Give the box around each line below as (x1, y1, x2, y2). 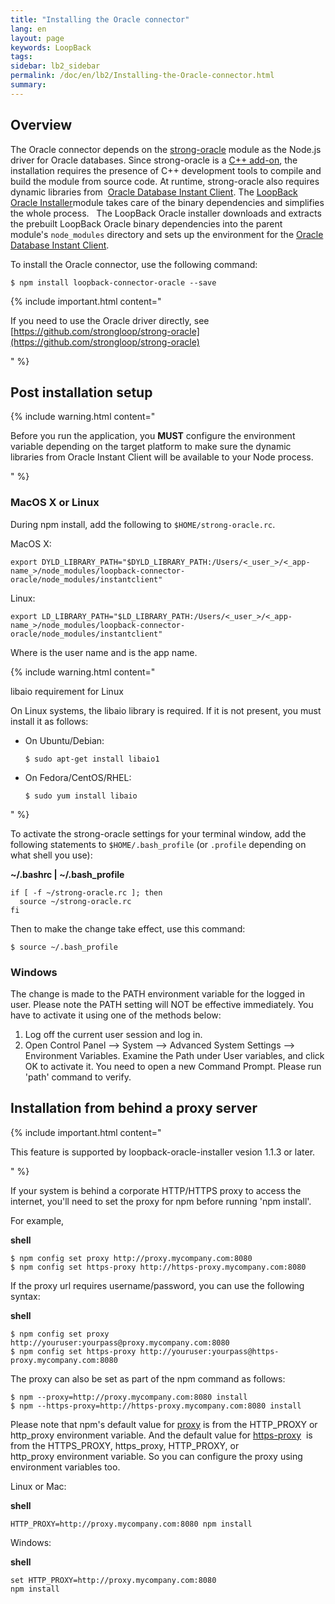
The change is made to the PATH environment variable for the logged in (10, 987, 305, 1000)
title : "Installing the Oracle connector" (10, 14, 190, 25)
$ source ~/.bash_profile (10, 942, 118, 952)
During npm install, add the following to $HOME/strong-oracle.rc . (10, 518, 276, 530)
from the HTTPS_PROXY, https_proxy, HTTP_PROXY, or (10, 1439, 240, 1451)
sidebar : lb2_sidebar (10, 61, 101, 71)
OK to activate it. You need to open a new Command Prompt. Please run (24, 1060, 322, 1072)
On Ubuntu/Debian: (24, 734, 105, 746)
